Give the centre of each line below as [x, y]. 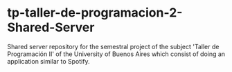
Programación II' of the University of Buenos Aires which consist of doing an [116, 54]
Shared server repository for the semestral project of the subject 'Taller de [113, 46]
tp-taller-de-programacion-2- [95, 13]
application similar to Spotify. [48, 61]
